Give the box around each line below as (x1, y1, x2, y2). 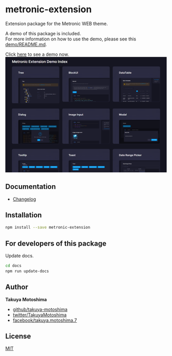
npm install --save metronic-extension (5, 225, 91, 230)
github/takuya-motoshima (12, 306, 68, 313)
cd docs (5, 263, 22, 269)
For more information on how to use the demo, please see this (5, 36, 137, 42)
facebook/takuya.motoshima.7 (12, 317, 77, 323)
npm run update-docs (5, 269, 50, 274)
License (5, 331, 31, 341)
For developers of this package (5, 239, 106, 248)
